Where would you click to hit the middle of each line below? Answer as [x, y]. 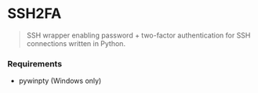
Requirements [35, 63]
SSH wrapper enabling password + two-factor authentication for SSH [138, 35]
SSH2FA [35, 14]
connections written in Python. [76, 43]
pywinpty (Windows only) [60, 81]
